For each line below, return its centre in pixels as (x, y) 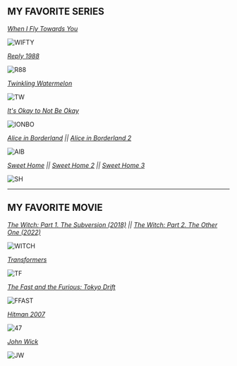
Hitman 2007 (26, 314)
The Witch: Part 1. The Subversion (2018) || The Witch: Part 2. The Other (113, 224)
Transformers (27, 260)
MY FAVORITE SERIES (56, 12)
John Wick (23, 341)
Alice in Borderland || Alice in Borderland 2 (69, 138)
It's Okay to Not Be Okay (43, 110)
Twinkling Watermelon (40, 83)
